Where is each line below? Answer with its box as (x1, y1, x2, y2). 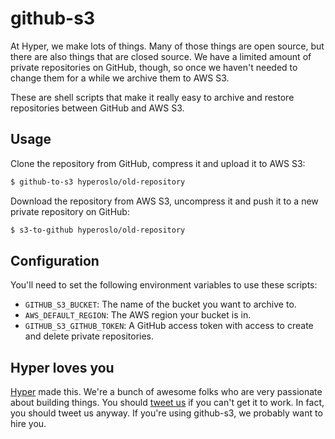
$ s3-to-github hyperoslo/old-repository (10, 225, 186, 235)
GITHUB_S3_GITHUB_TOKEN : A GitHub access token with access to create (24, 320, 314, 332)
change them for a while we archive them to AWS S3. (10, 72, 230, 84)
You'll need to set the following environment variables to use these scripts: (10, 279, 318, 291)
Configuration (10, 252, 100, 269)
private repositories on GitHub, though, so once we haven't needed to (10, 61, 298, 73)
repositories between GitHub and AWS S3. (10, 102, 185, 114)
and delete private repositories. (24, 330, 155, 342)
